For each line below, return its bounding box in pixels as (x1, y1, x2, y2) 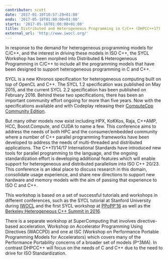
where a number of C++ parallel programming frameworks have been (5, 134, 149, 140)
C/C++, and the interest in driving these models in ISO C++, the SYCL (5, 50, 149, 56)
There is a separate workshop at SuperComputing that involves (5, 218, 136, 224)
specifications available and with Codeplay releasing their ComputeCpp (5, 103, 153, 109)
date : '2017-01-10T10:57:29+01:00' (5, 12, 80, 17)
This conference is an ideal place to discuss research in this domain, (5, 166, 147, 172)
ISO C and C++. (5, 182, 38, 188)
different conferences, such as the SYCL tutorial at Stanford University (5, 197, 151, 203)
